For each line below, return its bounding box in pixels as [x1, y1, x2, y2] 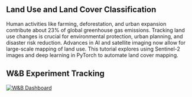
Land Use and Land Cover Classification [6, 5, 157, 15]
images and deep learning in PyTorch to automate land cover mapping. [6, 51, 178, 58]
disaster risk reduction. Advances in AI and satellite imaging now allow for [6, 39, 186, 46]
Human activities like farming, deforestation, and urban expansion [6, 20, 167, 27]
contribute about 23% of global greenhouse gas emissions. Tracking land [6, 26, 185, 34]
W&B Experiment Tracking [6, 69, 105, 79]
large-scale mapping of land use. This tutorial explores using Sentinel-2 [6, 45, 180, 52]
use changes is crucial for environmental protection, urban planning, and [6, 32, 183, 40]
